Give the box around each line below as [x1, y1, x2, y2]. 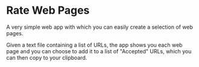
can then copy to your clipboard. [6, 54, 87, 61]
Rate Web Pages [6, 4, 90, 17]
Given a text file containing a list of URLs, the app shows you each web [6, 41, 183, 48]
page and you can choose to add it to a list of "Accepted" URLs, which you [6, 47, 192, 54]
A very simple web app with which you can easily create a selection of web [6, 23, 193, 31]
